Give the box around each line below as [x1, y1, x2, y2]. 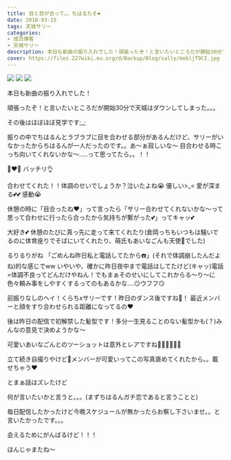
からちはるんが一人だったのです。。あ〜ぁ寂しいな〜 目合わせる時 [30, 141, 217, 149]
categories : [7, 29, 41, 36]
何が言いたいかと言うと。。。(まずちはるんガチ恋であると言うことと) [7, 393, 199, 401]
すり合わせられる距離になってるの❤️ [30, 302, 134, 311]
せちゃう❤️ [7, 363, 38, 372]
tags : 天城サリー [7, 23, 52, 30]
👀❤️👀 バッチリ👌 [7, 165, 54, 173]
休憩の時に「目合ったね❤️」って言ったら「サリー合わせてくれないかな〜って [7, 205, 223, 213]
